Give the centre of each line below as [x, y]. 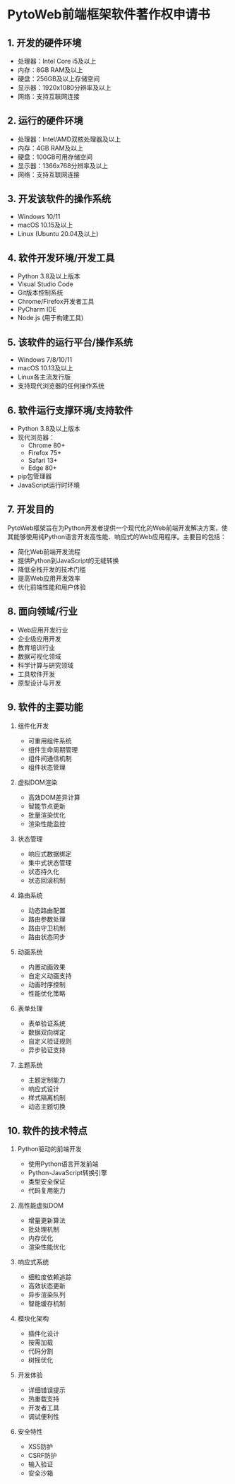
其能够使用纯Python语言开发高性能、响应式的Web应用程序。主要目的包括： [117, 536]
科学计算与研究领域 [46, 665]
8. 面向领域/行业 [42, 612]
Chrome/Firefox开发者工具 [56, 302]
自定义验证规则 [50, 1041]
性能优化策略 [47, 993]
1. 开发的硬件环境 [44, 43]
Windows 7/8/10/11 [45, 360]
